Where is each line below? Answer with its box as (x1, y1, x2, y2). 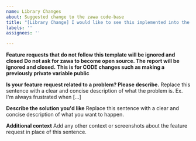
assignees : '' (6, 30, 41, 36)
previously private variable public (6, 70, 90, 77)
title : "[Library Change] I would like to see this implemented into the (6, 19, 190, 25)
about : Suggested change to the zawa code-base (6, 14, 125, 20)
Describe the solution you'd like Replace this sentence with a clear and (6, 105, 180, 112)
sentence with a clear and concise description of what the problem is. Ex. (6, 87, 183, 94)
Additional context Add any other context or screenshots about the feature (6, 122, 188, 129)
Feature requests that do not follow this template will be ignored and (6, 51, 176, 58)
